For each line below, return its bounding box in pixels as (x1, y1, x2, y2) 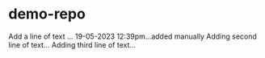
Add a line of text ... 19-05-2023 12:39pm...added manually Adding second (8, 31, 257, 41)
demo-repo (8, 5, 86, 23)
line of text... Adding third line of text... (8, 39, 136, 49)
